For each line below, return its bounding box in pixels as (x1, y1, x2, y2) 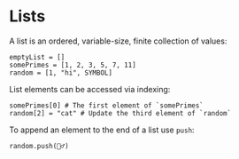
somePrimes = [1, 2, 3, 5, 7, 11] (9, 60, 137, 69)
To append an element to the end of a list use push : (9, 124, 195, 135)
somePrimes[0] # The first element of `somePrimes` (9, 100, 204, 110)
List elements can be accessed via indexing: (9, 83, 171, 94)
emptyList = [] (9, 52, 66, 61)
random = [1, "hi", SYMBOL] (9, 68, 113, 77)
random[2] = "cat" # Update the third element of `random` (9, 108, 232, 117)
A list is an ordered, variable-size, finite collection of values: (9, 36, 227, 46)
